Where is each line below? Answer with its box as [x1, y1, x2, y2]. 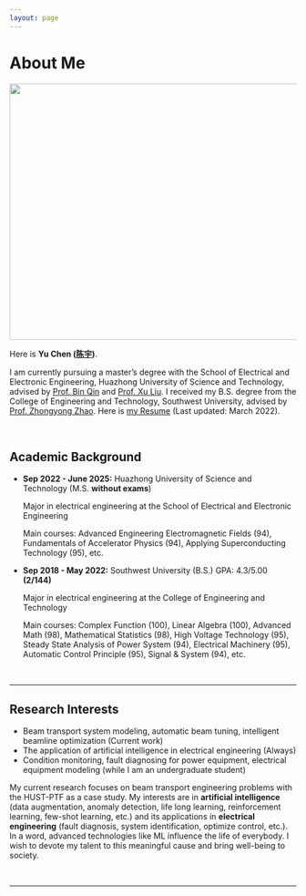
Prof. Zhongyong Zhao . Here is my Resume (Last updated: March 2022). [9, 405, 280, 416]
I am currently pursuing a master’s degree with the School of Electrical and [9, 366, 290, 377]
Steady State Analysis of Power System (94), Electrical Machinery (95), [22, 639, 291, 650]
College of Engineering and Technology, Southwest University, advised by [9, 396, 288, 407]
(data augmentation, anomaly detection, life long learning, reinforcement [9, 801, 281, 812]
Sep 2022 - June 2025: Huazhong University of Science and [22, 473, 252, 484]
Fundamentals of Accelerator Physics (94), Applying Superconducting [22, 538, 287, 549]
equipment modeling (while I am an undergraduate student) [22, 765, 246, 776]
